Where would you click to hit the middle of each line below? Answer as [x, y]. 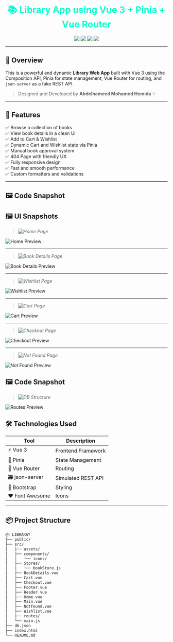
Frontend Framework [81, 450]
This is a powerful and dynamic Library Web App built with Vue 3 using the [85, 73]
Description [81, 441]
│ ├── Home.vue [24, 597]
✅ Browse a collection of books [39, 127]
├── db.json [18, 626]
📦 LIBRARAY [18, 535]
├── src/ [15, 544]
